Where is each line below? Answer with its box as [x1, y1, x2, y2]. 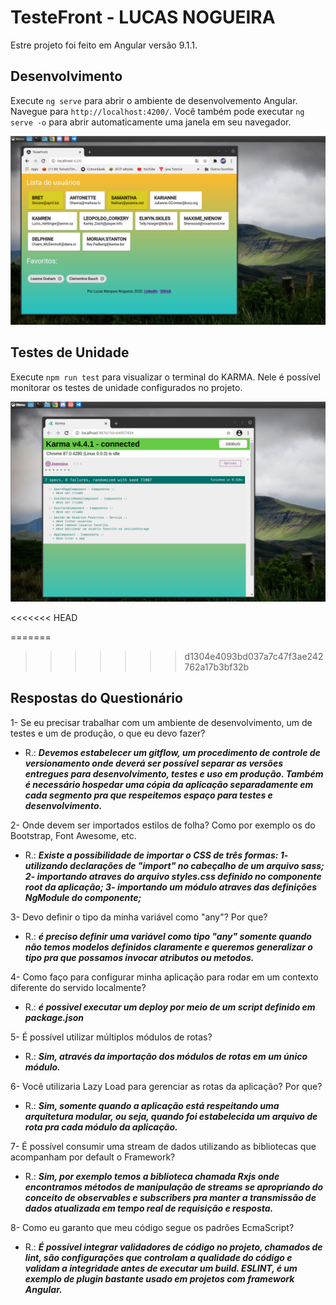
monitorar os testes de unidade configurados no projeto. [10, 381, 243, 393]
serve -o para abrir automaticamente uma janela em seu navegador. [10, 116, 292, 128]
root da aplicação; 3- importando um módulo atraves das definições [24, 881, 318, 893]
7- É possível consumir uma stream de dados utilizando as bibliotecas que [10, 1140, 317, 1152]
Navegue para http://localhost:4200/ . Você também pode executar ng [10, 105, 305, 117]
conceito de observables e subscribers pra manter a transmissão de [24, 1191, 317, 1203]
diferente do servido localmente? [10, 981, 147, 993]
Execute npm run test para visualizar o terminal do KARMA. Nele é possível [10, 371, 321, 383]
